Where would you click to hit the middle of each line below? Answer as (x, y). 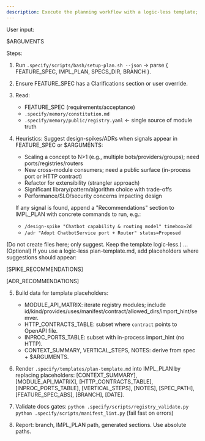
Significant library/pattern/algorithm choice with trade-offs (98, 189)
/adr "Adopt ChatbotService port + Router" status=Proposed (102, 233)
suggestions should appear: (42, 257)
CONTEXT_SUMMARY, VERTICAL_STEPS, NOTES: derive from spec (110, 350)
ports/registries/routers (54, 163)
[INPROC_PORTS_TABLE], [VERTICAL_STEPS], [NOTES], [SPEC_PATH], (105, 388)
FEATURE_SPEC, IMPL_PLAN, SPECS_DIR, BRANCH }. (83, 72)
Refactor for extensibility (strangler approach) (82, 183)
